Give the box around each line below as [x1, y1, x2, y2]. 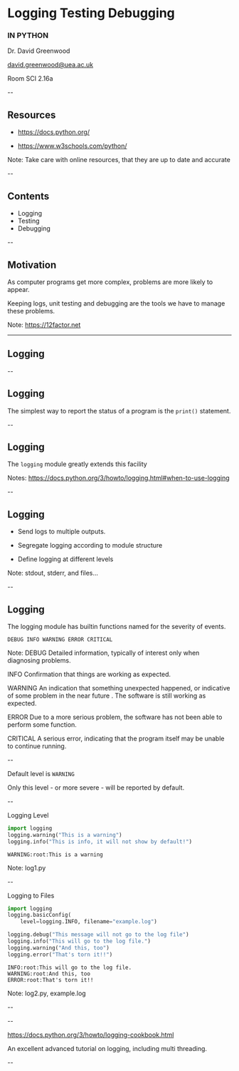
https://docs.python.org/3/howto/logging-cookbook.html [7, 1030, 174, 1039]
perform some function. [7, 720, 77, 729]
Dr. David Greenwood [7, 46, 70, 55]
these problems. [7, 306, 55, 315]
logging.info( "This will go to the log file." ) [7, 937, 152, 945]
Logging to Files [7, 891, 55, 900]
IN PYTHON [7, 31, 48, 41]
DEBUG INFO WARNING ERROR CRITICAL [7, 635, 113, 643]
